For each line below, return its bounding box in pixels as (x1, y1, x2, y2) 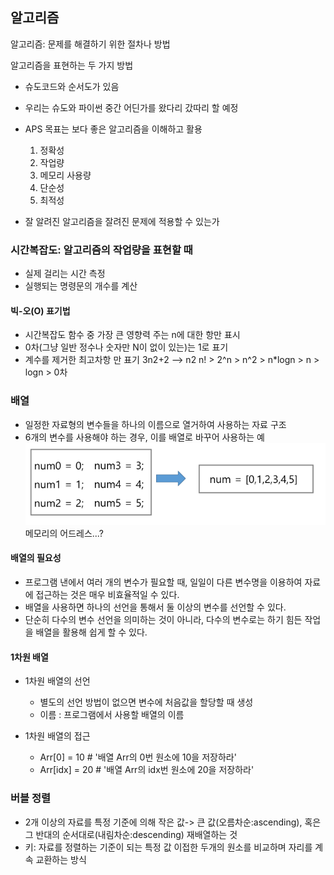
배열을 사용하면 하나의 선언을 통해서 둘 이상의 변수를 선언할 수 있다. (24, 601, 287, 613)
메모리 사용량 (39, 169, 92, 181)
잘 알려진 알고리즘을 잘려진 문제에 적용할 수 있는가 (24, 215, 220, 227)
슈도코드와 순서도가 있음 (24, 80, 120, 92)
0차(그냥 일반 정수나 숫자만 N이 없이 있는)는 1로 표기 (24, 341, 229, 353)
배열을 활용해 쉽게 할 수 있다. (35, 626, 148, 638)
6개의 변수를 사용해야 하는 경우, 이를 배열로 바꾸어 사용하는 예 (24, 431, 265, 443)
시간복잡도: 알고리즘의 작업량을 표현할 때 (10, 243, 193, 257)
